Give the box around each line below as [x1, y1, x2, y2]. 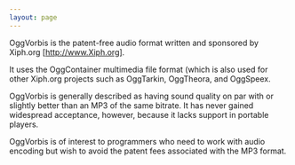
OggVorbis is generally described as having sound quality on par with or [9, 90, 274, 101]
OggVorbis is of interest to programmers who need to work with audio [9, 136, 266, 146]
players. [9, 119, 39, 130]
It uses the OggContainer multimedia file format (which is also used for [9, 64, 268, 75]
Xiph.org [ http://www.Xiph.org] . [9, 46, 125, 58]
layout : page [9, 12, 58, 22]
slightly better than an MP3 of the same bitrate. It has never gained [9, 99, 254, 111]
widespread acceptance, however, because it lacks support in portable [9, 109, 269, 120]
